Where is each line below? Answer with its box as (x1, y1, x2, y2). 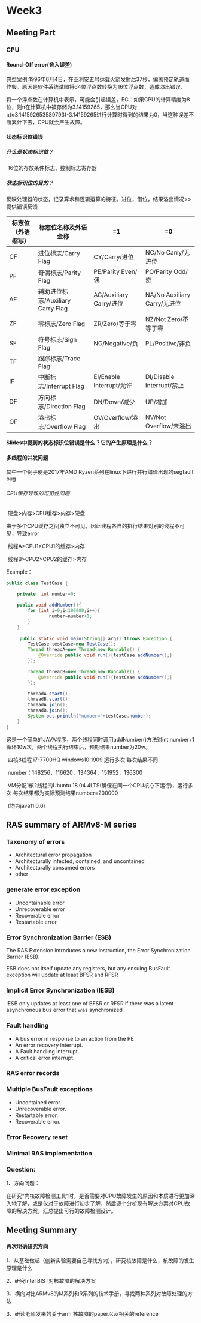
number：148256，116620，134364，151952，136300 (7, 769, 143, 776)
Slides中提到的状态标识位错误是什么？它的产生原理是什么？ (6, 439, 153, 446)
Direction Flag (46, 402, 86, 411)
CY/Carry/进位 (93, 253, 134, 261)
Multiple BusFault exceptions (6, 1085, 93, 1094)
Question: (6, 1165, 36, 1173)
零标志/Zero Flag (38, 319, 86, 328)
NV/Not (145, 413, 166, 422)
